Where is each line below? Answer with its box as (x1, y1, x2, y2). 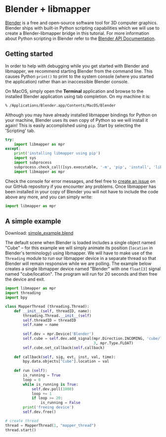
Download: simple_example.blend (5, 230, 74, 236)
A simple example (5, 217, 61, 225)
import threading (5, 291, 41, 295)
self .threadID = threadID (23, 318, 77, 323)
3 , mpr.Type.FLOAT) (93, 340, 134, 346)
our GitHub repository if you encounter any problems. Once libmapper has (5, 183, 157, 189)
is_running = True (23, 373, 61, 378)
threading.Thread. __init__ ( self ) (23, 313, 92, 318)
